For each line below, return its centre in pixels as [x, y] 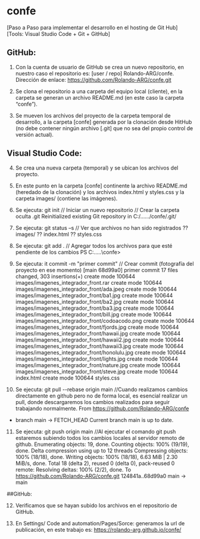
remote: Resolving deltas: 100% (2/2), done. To [73, 469]
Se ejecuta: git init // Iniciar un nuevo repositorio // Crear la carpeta [97, 210]
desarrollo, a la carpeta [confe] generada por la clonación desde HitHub [104, 122]
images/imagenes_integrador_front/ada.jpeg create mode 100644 [96, 289]
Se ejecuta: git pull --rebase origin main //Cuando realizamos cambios [101, 389]
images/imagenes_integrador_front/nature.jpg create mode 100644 [98, 365]
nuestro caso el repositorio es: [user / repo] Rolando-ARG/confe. [95, 73]
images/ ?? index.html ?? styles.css [59, 234]
